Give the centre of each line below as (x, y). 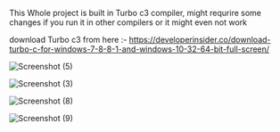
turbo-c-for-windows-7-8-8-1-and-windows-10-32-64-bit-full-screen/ (140, 49)
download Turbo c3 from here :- (68, 40)
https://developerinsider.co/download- (200, 40)
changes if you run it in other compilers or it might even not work (128, 22)
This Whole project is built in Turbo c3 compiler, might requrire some (135, 13)
